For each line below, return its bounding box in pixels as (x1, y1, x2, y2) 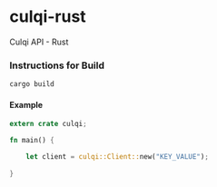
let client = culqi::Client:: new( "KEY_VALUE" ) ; (25, 153, 209, 162)
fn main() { (9, 136, 54, 145)
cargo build (9, 80, 54, 89)
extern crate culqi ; (9, 120, 88, 129)
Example (9, 99, 44, 110)
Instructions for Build (9, 59, 104, 72)
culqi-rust (9, 6, 86, 27)
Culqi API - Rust (9, 36, 69, 47)
